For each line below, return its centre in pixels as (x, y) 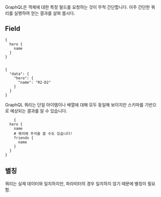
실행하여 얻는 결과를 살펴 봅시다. (45, 13)
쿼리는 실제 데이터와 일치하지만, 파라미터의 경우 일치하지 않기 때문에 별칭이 (76, 183)
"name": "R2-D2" (34, 82)
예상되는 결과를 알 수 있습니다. (39, 111)
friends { (24, 138)
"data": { (19, 74)
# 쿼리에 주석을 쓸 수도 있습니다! (43, 133)
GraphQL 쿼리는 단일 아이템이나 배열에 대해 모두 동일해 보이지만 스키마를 (74, 105)
